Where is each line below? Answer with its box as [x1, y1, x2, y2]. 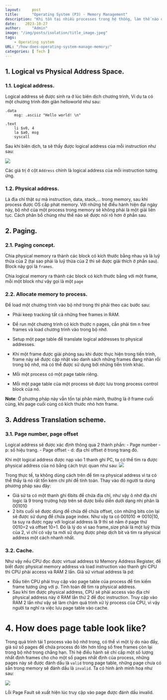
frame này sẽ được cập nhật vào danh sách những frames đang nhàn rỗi [12, 356, 161, 362]
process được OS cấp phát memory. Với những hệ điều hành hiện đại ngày [5, 202, 158, 208]
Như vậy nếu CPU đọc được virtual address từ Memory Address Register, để [5, 558, 162, 564]
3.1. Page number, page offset [5, 431, 79, 437]
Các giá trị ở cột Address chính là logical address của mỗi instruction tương [5, 168, 158, 174]
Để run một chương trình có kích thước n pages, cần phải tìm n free [12, 321, 150, 327]
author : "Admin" [5, 26, 48, 31]
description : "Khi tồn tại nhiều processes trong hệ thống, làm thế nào [5, 16, 159, 21]
